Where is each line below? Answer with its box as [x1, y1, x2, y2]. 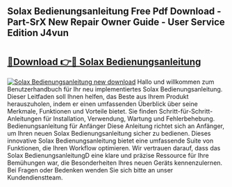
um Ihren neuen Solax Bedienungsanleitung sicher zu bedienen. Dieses [7, 130, 211, 137]
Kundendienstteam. [7, 173, 63, 181]
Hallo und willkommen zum [137, 78, 215, 86]
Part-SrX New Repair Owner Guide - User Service [7, 17, 226, 28]
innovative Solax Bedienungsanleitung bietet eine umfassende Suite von [7, 136, 214, 145]
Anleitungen [7, 114, 42, 123]
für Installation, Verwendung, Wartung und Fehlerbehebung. [42, 114, 215, 123]
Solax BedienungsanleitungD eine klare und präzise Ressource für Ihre [7, 152, 210, 159]
